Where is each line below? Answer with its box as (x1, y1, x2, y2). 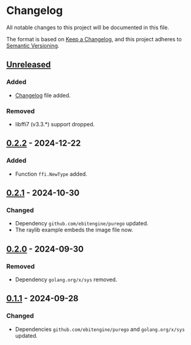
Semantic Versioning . (6, 42, 59, 49)
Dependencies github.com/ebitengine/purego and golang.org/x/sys (15, 326, 185, 333)
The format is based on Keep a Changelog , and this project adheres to (6, 35, 182, 43)
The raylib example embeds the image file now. (15, 226, 133, 234)
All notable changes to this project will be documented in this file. (6, 24, 170, 31)
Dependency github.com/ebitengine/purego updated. (15, 220, 149, 227)
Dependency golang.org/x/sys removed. (15, 276, 118, 283)
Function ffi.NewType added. (15, 170, 88, 177)
